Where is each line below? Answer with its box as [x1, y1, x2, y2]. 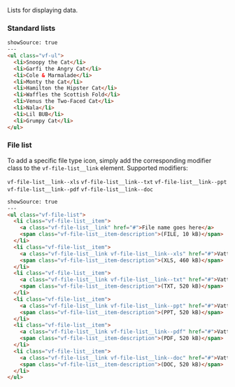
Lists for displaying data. [7, 6, 78, 14]
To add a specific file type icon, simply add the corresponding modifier [7, 156, 212, 164]
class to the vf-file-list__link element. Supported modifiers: [7, 164, 188, 172]
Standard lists [7, 23, 56, 33]
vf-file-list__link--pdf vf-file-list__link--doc [7, 185, 154, 193]
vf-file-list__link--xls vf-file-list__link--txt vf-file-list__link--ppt [7, 178, 227, 185]
